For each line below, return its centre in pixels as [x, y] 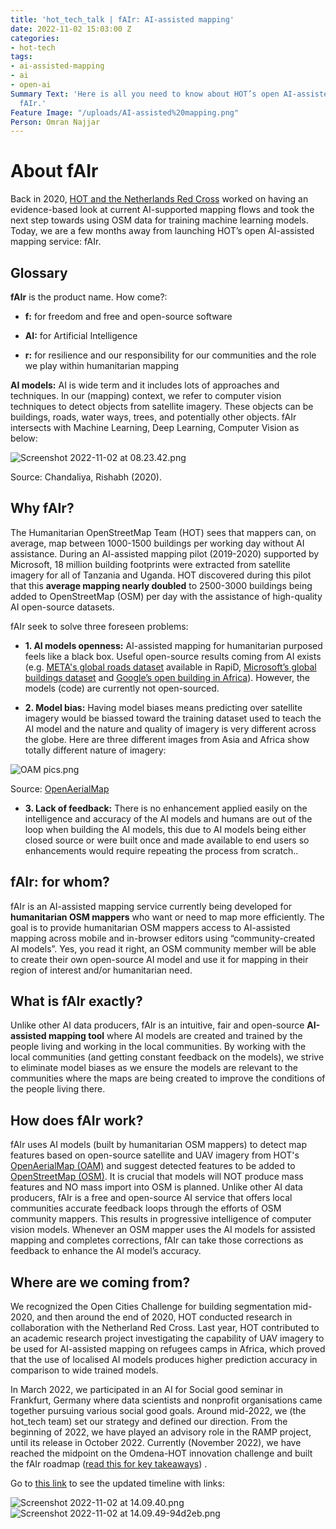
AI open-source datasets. [62, 607]
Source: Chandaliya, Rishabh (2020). [86, 477]
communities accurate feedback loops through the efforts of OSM [146, 1208]
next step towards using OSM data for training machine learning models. [159, 220]
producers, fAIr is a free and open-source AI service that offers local [151, 1198]
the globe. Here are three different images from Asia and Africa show [167, 739]
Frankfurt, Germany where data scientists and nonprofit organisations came [166, 1400]
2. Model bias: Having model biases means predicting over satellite [163, 707]
